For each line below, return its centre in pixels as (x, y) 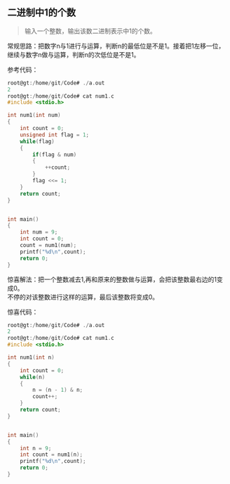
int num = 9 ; (39, 232)
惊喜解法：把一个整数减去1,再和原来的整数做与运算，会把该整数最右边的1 (112, 279)
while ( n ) (33, 377)
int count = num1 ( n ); (51, 455)
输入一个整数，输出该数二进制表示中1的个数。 (90, 31)
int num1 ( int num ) (34, 115)
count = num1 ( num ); (48, 246)
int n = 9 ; (36, 448)
